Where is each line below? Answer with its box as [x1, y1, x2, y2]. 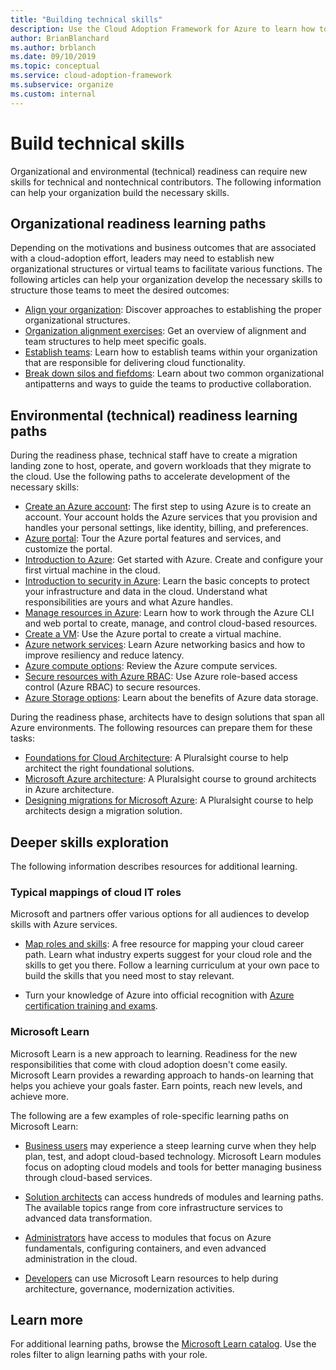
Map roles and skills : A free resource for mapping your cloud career [24, 938, 305, 950]
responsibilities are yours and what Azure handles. [24, 596, 233, 608]
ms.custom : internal [10, 89, 97, 99]
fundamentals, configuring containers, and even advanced [24, 1242, 267, 1254]
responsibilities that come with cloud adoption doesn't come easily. [10, 1058, 288, 1070]
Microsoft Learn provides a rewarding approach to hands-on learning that [10, 1069, 314, 1081]
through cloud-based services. [24, 1171, 153, 1183]
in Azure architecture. [24, 784, 115, 796]
